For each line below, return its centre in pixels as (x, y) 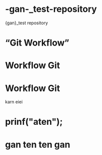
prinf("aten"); (34, 122)
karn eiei (14, 102)
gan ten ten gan (38, 144)
